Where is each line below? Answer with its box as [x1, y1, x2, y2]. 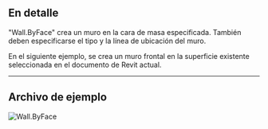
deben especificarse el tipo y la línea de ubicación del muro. [8, 36, 207, 45]
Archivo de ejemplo [8, 91, 108, 104]
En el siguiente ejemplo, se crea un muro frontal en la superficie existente [8, 51, 250, 61]
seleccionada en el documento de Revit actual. [8, 60, 162, 69]
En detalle [8, 6, 59, 20]
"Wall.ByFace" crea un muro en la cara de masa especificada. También [8, 27, 242, 37]
